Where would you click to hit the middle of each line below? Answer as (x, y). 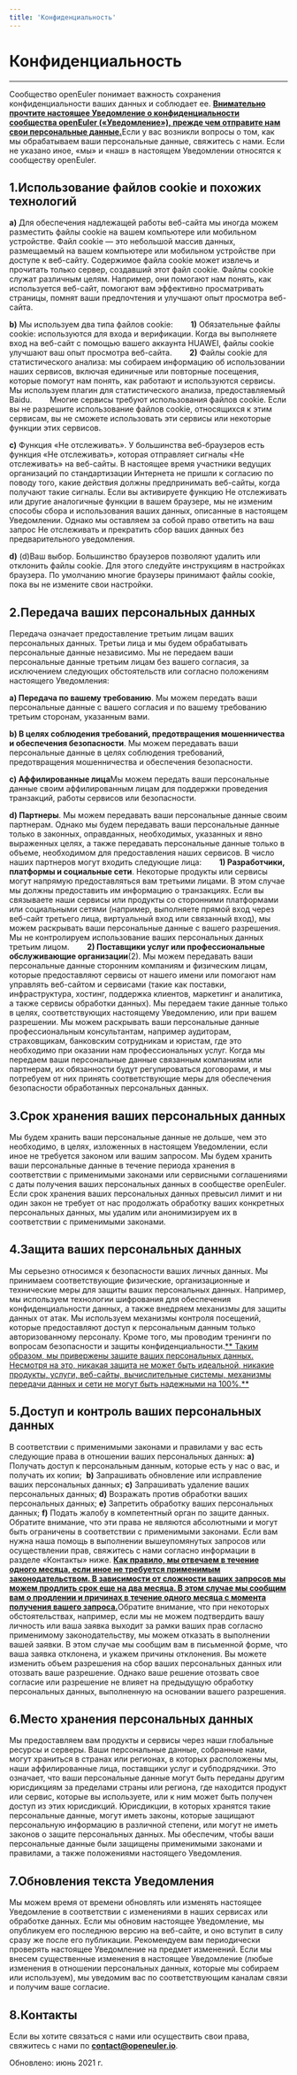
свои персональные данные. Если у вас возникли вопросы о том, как (142, 131)
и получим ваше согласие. (60, 1987)
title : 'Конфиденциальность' (63, 17)
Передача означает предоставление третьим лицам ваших (122, 634)
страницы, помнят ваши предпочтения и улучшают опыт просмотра (138, 298)
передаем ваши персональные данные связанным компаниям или (136, 1060)
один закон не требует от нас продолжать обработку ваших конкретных (147, 1203)
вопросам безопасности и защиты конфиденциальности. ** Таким (134, 1346)
